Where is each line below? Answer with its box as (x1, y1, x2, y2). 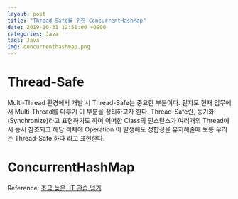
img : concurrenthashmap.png (7, 43, 91, 50)
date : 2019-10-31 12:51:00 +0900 (7, 23, 107, 31)
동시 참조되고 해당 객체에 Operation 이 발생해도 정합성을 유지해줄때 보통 (14, 125, 215, 134)
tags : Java (7, 37, 40, 44)
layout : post (7, 10, 46, 18)
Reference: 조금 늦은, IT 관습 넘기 (7, 183, 102, 192)
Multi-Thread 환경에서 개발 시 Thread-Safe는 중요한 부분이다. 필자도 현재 (7, 98, 213, 107)
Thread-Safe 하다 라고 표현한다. (14, 134, 105, 142)
